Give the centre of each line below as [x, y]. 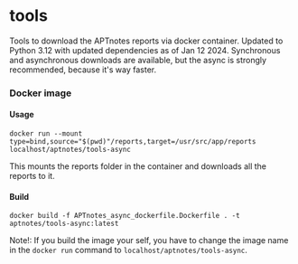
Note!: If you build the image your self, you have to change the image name [149, 240]
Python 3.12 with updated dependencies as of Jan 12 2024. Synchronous [145, 50]
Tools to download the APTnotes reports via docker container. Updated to [146, 41]
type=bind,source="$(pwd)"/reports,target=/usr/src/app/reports [133, 142]
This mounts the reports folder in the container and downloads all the [138, 166]
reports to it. [33, 176]
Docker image [41, 93]
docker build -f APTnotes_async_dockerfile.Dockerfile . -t [125, 216]
